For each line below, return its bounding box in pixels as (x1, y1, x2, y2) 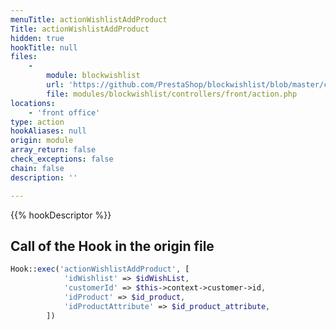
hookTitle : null (10, 42, 78, 53)
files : (10, 52, 38, 62)
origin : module (10, 136, 74, 146)
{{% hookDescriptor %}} (10, 209, 112, 221)
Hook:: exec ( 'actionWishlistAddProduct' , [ (10, 264, 190, 275)
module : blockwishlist (46, 71, 141, 81)
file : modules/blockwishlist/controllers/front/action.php (46, 89, 298, 99)
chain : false (10, 163, 65, 173)
